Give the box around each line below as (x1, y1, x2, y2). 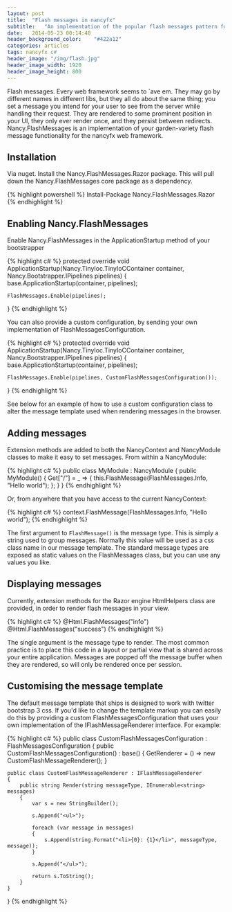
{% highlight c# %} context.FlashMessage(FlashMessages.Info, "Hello (7, 508, 208, 516)
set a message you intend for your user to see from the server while (7, 102, 200, 110)
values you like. (7, 558, 52, 566)
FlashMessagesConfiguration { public (7, 742, 114, 750)
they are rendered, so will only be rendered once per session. (7, 660, 182, 668)
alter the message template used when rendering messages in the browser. (7, 407, 222, 415)
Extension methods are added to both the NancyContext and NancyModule (7, 445, 221, 454)
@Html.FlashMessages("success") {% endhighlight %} (7, 625, 164, 633)
